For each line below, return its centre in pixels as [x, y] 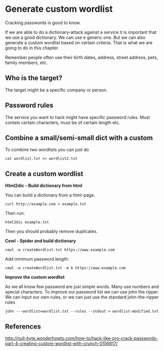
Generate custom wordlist [59, 9]
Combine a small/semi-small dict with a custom [79, 138]
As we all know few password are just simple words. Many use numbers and [82, 287]
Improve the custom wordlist [35, 277]
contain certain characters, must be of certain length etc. [63, 122]
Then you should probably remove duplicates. [51, 232]
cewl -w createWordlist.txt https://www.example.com [60, 250]
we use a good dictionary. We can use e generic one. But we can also [75, 37]
